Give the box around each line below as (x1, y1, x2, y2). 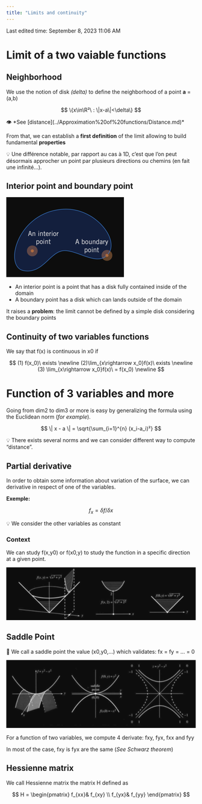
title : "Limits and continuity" (6, 10, 87, 16)
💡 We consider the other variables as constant (6, 519, 121, 527)
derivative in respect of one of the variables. (6, 483, 116, 490)
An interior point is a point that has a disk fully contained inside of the (14, 283, 187, 291)
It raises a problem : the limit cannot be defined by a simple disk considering (6, 308, 195, 315)
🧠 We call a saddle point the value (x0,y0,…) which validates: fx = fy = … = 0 (6, 648, 195, 655)
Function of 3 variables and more (6, 387, 174, 400)
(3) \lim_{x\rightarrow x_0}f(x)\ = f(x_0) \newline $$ (37, 366, 165, 373)
